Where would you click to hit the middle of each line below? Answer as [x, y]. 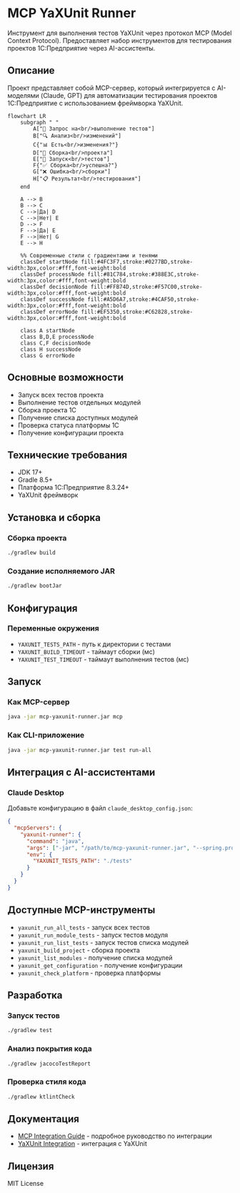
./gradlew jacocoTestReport [49, 1064]
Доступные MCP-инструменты [81, 910]
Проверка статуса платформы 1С [68, 425]
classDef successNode [52, 299]
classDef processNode [52, 274]
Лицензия [31, 1166]
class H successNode [51, 349]
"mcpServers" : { [38, 828]
